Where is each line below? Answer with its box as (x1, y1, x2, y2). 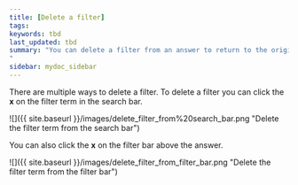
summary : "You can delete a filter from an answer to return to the (9, 46, 268, 55)
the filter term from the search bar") (9, 122, 140, 133)
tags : (9, 21, 29, 30)
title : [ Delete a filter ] (9, 12, 105, 22)
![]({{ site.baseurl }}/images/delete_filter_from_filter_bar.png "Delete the (9, 157, 271, 167)
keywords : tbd (9, 29, 62, 38)
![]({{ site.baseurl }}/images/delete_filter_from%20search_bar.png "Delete (9, 112, 279, 124)
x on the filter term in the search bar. (9, 96, 144, 106)
